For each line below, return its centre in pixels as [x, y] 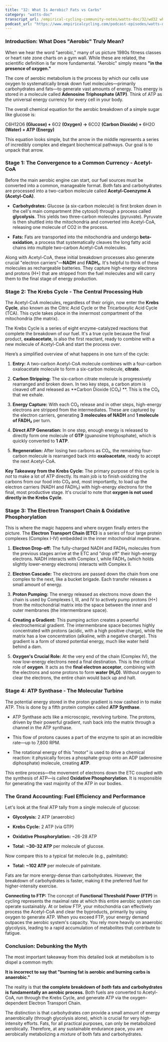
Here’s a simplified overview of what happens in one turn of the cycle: [77, 354]
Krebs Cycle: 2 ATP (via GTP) [43, 827]
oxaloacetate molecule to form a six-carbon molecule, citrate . [76, 369]
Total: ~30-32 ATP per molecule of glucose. [58, 846]
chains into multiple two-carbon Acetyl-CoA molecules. [69, 247]
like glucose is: [20, 114]
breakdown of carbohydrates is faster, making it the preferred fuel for [77, 881]
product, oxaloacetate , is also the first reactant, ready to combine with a [80, 339]
